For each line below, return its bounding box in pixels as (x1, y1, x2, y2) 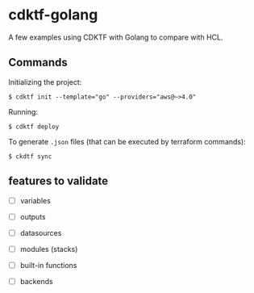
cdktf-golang (8, 6, 98, 24)
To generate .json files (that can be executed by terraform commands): (8, 136, 246, 146)
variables (19, 195, 51, 205)
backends (19, 276, 54, 286)
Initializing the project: (8, 77, 82, 86)
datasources (19, 228, 62, 237)
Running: (8, 107, 39, 116)
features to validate (8, 174, 109, 188)
